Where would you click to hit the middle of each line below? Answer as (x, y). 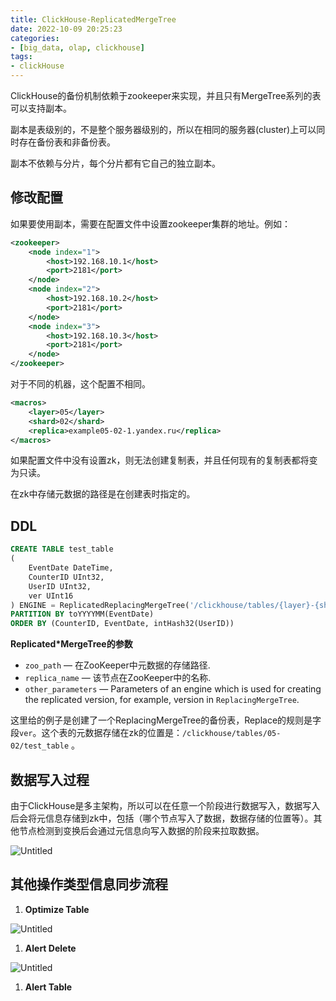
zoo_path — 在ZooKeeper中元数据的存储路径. (117, 665)
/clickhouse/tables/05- (231, 734)
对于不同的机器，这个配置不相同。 (80, 384)
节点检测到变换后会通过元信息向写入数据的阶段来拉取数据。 (141, 830)
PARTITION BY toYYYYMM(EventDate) (82, 614)
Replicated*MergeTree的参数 (71, 644)
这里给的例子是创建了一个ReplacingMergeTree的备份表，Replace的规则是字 (166, 720)
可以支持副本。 (41, 108)
